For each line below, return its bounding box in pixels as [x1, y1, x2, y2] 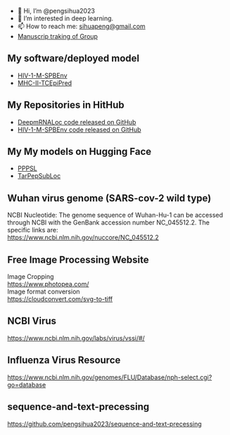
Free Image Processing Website [7, 253, 149, 265]
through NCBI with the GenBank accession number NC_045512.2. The [7, 218, 210, 227]
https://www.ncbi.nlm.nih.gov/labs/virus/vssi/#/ [7, 334, 146, 342]
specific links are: [7, 226, 58, 234]
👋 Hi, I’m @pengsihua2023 [17, 7, 95, 15]
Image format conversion [7, 287, 80, 296]
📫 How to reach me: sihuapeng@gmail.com [17, 22, 146, 30]
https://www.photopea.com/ [7, 280, 89, 289]
